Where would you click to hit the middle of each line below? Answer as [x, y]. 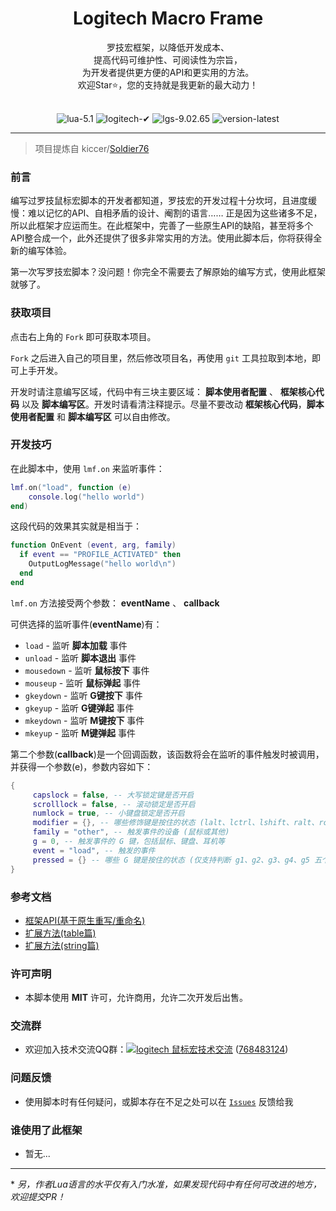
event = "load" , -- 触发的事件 [94, 850]
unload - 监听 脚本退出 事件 [80, 658]
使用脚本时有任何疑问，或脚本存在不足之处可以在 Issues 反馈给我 [159, 1101]
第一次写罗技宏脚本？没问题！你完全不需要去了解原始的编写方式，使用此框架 [168, 272]
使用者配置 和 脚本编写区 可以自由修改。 [93, 416]
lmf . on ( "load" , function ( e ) [71, 487]
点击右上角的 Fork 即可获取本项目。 [83, 336]
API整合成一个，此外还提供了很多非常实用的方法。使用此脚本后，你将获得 [162, 238]
